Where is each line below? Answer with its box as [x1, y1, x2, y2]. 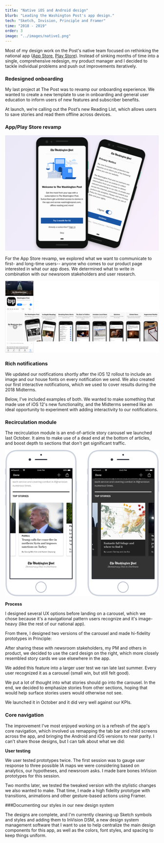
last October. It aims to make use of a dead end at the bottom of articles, [5, 435, 151, 441]
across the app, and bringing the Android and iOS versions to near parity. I [5, 733, 155, 739]
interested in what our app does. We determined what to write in [5, 266, 134, 272]
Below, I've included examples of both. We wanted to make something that [5, 396, 155, 402]
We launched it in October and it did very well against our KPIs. [5, 699, 132, 705]
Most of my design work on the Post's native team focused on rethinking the [5, 48, 159, 53]
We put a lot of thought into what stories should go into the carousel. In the [5, 679, 156, 686]
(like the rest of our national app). [18, 621, 85, 627]
